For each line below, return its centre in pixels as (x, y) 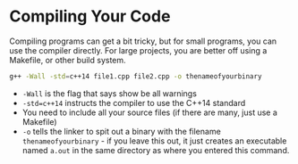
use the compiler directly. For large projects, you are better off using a (138, 50)
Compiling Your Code (90, 16)
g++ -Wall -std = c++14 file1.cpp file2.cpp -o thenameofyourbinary (136, 76)
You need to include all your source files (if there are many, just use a (149, 112)
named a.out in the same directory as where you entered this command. (156, 150)
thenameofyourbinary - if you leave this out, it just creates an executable (154, 141)
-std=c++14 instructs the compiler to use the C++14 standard (134, 102)
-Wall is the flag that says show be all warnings (109, 93)
